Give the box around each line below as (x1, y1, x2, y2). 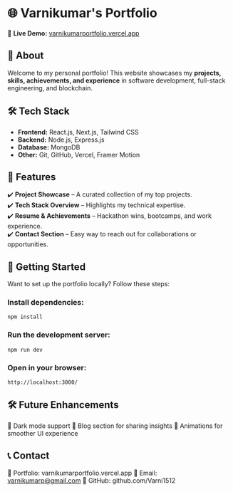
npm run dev (7, 346, 43, 353)
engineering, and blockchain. (7, 83, 93, 92)
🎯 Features (7, 171, 56, 183)
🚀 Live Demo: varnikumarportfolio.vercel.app (7, 28, 140, 37)
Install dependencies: (7, 298, 84, 308)
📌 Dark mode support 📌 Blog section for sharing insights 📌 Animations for (7, 422, 223, 430)
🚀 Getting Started (7, 261, 86, 273)
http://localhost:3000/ (7, 379, 78, 386)
